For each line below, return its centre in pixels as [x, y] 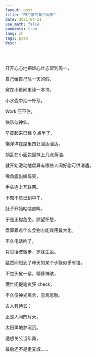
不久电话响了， [21, 241]
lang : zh [14, 34]
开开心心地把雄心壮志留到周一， [38, 68]
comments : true [21, 29]
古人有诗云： [18, 306]
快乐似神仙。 [18, 122]
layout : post [19, 10]
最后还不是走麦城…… [27, 349]
